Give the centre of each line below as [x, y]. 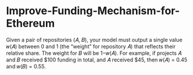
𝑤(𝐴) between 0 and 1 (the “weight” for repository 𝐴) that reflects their [91, 46]
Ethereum [30, 23]
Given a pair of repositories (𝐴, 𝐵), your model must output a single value [94, 40]
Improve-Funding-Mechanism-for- [93, 11]
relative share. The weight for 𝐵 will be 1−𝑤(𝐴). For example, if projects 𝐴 [94, 53]
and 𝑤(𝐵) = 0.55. [26, 66]
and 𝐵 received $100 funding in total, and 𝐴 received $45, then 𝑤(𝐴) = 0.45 [97, 60]
